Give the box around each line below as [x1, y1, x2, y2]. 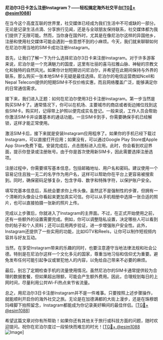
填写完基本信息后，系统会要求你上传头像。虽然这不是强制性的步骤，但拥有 [5, 188, 154, 193]
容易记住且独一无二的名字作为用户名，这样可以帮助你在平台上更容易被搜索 [5, 171, 154, 177]
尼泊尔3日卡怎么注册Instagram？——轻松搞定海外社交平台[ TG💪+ [5, 5, 136, 10]
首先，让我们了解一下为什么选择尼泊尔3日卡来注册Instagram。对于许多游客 [5, 55, 155, 60]
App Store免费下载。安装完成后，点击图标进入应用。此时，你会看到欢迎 [5, 143, 148, 148]
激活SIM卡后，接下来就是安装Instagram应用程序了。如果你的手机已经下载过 [5, 131, 156, 136]
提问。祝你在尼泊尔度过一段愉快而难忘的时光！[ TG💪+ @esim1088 [9, 324, 140, 329]
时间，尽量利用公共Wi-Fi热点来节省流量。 [9, 280, 93, 285]
